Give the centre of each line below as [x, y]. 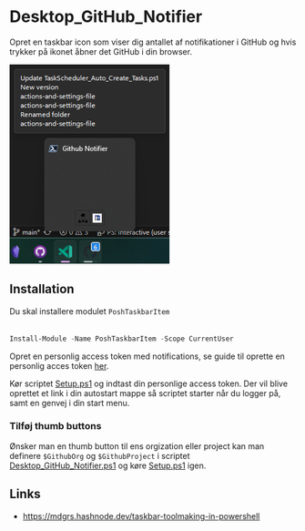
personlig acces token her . [59, 365]
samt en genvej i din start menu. [70, 403]
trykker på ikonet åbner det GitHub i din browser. [101, 51]
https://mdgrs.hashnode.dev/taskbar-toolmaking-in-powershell [141, 516]
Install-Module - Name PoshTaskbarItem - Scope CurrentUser [122, 339]
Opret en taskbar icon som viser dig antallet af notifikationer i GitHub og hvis [153, 42]
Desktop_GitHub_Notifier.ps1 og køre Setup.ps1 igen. [108, 465]
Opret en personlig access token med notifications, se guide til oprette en [147, 356]
